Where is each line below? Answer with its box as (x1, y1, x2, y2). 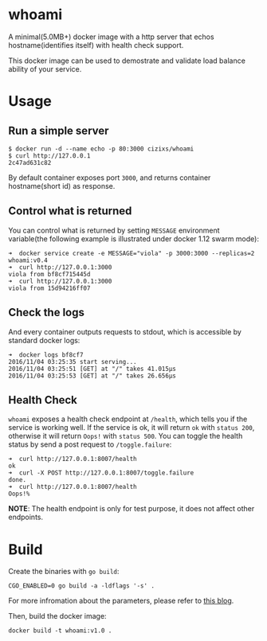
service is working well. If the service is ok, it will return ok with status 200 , (8, 423, 255, 432)
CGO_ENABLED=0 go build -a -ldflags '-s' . (8, 582, 155, 590)
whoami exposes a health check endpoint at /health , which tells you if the (8, 414, 248, 424)
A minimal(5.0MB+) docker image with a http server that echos (8, 32, 214, 41)
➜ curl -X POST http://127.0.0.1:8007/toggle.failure (8, 469, 194, 477)
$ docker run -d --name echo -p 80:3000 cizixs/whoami (8, 145, 194, 153)
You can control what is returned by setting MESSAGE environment (8, 225, 221, 235)
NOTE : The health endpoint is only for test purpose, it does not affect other (8, 504, 255, 514)
